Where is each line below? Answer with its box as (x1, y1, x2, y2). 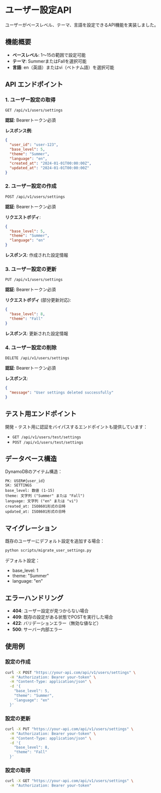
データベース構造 (5, 455, 57, 463)
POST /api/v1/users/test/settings (12, 440, 83, 445)
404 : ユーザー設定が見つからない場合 (12, 607, 89, 613)
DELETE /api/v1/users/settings (5, 356, 70, 361)
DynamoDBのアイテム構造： (5, 468, 63, 474)
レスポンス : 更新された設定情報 (5, 330, 68, 336)
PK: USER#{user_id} (5, 478, 45, 484)
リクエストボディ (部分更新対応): (5, 297, 72, 303)
